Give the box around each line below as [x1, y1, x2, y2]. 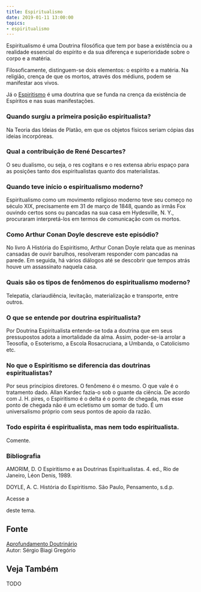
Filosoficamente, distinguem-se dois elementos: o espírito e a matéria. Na [6, 67, 189, 74]
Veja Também [6, 564, 59, 575]
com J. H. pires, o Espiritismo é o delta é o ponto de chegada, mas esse [6, 395, 184, 402]
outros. [6, 298, 24, 306]
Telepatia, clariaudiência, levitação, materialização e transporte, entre [6, 292, 179, 299]
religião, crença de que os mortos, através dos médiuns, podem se [6, 73, 172, 80]
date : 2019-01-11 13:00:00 [6, 14, 74, 20]
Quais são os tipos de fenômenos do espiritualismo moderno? [6, 278, 191, 286]
